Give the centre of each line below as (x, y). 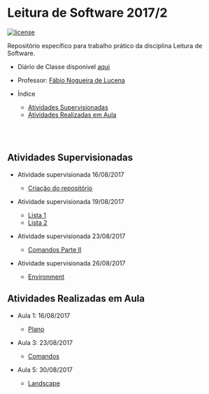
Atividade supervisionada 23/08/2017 (71, 236)
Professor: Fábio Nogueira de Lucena (71, 80)
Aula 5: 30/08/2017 (45, 370)
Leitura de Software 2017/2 (87, 13)
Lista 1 (37, 215)
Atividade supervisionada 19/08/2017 (71, 201)
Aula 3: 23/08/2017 (45, 342)
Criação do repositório (60, 188)
